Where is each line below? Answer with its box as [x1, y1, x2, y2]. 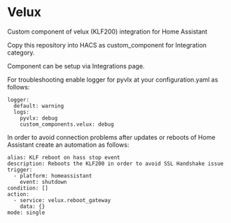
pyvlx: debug [20, 115, 58, 122]
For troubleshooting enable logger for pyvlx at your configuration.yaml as [7, 75, 218, 84]
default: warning [13, 102, 64, 109]
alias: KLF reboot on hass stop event [7, 154, 120, 161]
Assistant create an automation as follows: [7, 141, 129, 149]
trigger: [7, 166, 33, 173]
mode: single [7, 209, 45, 216]
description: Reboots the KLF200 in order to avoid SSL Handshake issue [7, 160, 224, 167]
